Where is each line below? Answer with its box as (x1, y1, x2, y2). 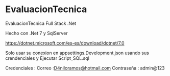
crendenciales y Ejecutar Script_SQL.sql (5, 55, 89, 61)
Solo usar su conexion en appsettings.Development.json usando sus (5, 50, 149, 56)
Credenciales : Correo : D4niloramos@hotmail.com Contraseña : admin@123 (5, 65, 165, 71)
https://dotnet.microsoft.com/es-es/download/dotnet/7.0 (5, 40, 125, 46)
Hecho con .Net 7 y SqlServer (5, 30, 68, 36)
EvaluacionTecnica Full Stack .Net (5, 20, 77, 26)
